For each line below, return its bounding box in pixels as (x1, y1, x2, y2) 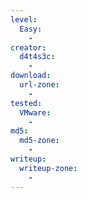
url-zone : (19, 80, 60, 90)
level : (10, 14, 38, 25)
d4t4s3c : (19, 52, 56, 62)
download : (10, 71, 52, 81)
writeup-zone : (19, 163, 78, 173)
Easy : (19, 24, 43, 34)
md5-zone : (19, 136, 60, 146)
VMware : (19, 107, 52, 118)
